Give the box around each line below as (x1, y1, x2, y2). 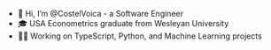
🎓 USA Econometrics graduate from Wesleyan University (17, 18, 229, 28)
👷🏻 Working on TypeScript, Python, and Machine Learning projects (17, 31, 263, 41)
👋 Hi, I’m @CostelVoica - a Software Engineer (17, 9, 184, 18)
